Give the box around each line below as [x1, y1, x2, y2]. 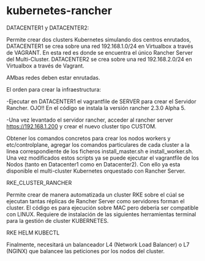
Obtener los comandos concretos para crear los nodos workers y [6, 134, 171, 142]
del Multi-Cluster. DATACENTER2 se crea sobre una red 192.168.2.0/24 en [6, 55, 192, 63]
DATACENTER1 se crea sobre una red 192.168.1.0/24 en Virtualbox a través [6, 42, 194, 50]
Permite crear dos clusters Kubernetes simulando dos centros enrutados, [6, 36, 192, 43]
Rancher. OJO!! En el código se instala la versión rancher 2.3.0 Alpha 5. [6, 104, 186, 111]
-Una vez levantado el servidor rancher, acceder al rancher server [6, 116, 173, 123]
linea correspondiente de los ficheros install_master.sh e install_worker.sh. [6, 147, 194, 155]
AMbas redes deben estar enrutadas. [6, 74, 100, 81]
